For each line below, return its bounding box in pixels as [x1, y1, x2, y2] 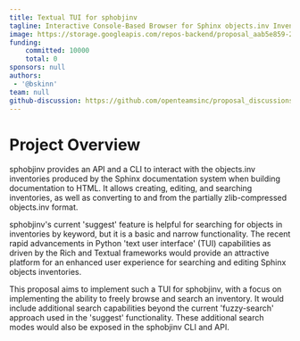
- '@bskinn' [12, 79, 58, 88]
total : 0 [25, 54, 58, 63]
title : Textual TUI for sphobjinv [9, 12, 138, 22]
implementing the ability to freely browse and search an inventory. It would [9, 294, 284, 304]
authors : [9, 71, 42, 80]
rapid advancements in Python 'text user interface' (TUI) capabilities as [9, 238, 271, 249]
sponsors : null [9, 63, 66, 72]
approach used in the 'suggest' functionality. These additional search [9, 312, 264, 323]
